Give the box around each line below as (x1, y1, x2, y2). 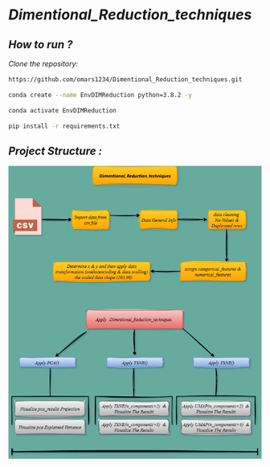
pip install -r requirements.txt (8, 122, 121, 130)
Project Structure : (8, 144, 103, 158)
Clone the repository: (8, 59, 79, 68)
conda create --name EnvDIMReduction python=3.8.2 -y (8, 91, 193, 99)
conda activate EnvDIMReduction (8, 106, 117, 114)
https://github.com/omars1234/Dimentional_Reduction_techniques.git (8, 76, 243, 84)
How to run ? (8, 38, 73, 51)
